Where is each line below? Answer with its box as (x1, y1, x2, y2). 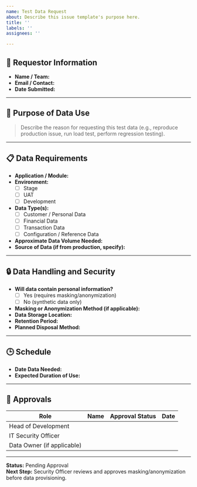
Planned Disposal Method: (14, 323, 81, 330)
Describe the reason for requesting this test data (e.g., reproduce (20, 124, 178, 131)
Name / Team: (14, 73, 50, 80)
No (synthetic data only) (23, 298, 82, 305)
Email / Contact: (14, 79, 55, 86)
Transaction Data (23, 224, 65, 231)
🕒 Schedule (6, 347, 52, 357)
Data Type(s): (14, 204, 49, 211)
